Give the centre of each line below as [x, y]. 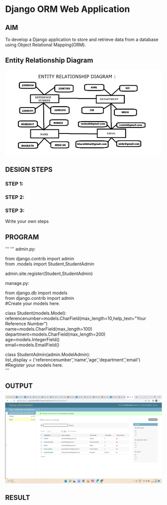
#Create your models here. [33, 304]
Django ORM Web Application [68, 9]
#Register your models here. [34, 365]
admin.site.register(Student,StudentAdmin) [49, 274]
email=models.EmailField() [32, 345]
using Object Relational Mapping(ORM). [45, 45]
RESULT [18, 497]
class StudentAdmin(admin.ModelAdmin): [48, 355]
